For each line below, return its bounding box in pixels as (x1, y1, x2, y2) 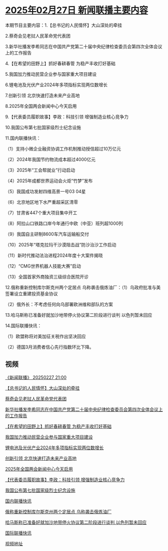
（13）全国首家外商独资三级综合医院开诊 (5, 273, 89, 280)
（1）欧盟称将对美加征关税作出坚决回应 (5, 333, 86, 339)
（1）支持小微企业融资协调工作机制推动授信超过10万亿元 (5, 146, 121, 152)
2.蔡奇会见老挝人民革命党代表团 (5, 33, 71, 39)
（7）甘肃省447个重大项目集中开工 (5, 209, 77, 216)
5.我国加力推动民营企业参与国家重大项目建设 (5, 71, 96, 77)
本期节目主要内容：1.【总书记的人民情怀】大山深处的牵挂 (5, 22, 122, 28)
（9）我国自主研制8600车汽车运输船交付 (5, 231, 89, 237)
